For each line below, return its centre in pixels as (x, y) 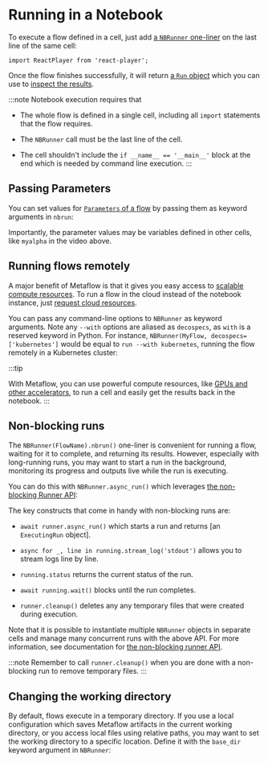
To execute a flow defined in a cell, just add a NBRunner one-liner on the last (132, 37)
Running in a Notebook (85, 15)
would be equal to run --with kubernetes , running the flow (158, 344)
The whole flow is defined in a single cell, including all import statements (140, 115)
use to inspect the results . (51, 84)
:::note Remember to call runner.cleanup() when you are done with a (122, 662)
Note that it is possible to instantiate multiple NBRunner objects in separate (130, 630)
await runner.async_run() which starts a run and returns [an (120, 526)
